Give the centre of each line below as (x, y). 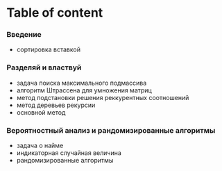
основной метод (41, 112)
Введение (24, 35)
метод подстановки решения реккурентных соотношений (103, 97)
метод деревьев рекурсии (56, 105)
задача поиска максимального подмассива (82, 83)
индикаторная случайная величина (69, 153)
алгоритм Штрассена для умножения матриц (84, 90)
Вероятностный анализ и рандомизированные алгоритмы (111, 130)
